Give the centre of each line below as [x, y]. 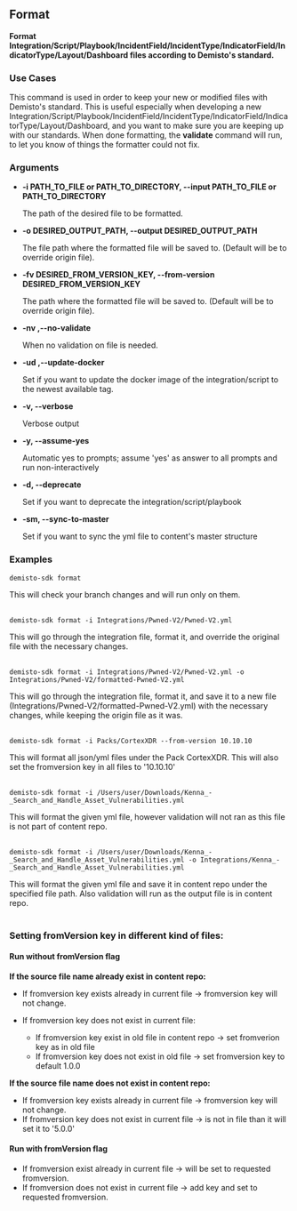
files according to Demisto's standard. [202, 55]
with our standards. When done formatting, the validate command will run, [146, 135]
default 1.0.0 [58, 1065]
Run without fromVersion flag [65, 957]
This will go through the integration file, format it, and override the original [144, 637]
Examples [31, 559]
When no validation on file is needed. [90, 345]
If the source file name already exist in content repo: [108, 976]
